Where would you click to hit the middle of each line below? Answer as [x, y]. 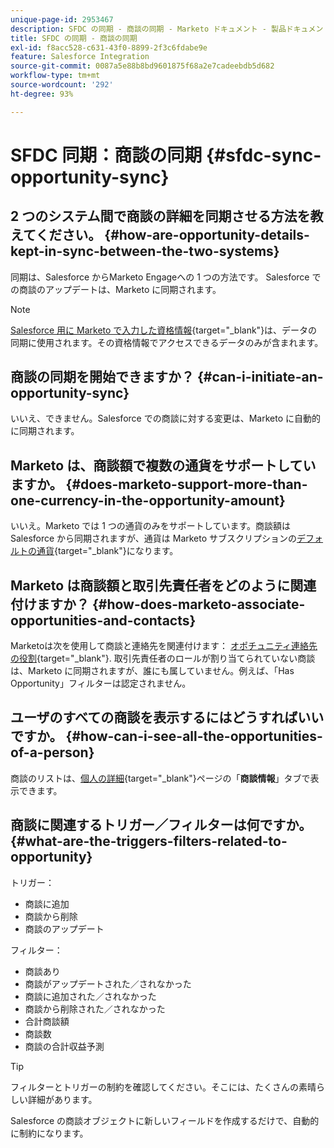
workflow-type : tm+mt [55, 76]
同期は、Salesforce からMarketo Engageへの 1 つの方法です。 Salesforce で [166, 277]
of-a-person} [52, 752]
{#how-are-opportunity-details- [207, 235]
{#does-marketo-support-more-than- [186, 484]
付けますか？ [50, 604]
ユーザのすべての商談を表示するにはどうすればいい [167, 717]
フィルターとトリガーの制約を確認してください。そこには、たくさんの [154, 1087]
